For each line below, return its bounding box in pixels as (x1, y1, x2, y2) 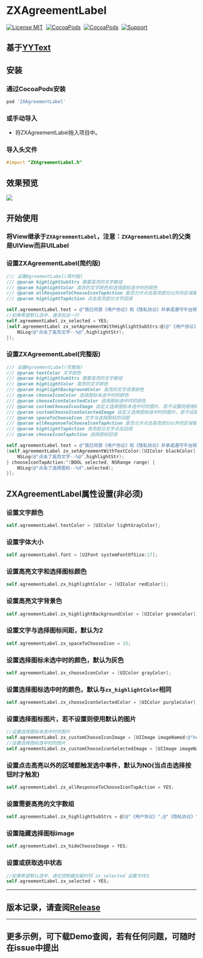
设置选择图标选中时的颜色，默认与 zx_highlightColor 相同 (6, 685, 172, 694)
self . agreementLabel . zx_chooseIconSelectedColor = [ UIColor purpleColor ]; (6, 700, 199, 706)
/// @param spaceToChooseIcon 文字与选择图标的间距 (6, 415, 130, 421)
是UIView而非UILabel (6, 241, 69, 250)
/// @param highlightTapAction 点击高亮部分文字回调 (6, 296, 133, 302)
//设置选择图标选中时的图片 (6, 740, 66, 746)
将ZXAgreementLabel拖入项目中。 (14, 129, 101, 136)
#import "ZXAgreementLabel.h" (6, 159, 83, 166)
